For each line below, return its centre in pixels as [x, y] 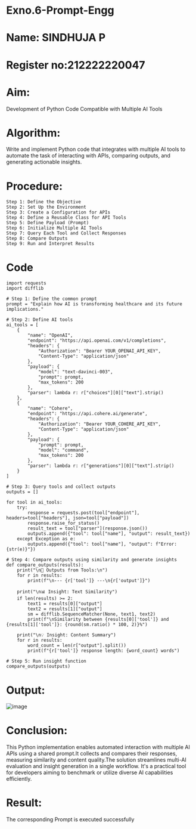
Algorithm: [33, 133]
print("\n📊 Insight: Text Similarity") [67, 592]
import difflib [25, 289]
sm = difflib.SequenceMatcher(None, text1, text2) [92, 614]
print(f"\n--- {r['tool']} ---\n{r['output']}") [89, 581]
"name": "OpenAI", [50, 335]
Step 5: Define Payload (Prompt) [48, 223]
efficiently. [19, 779]
